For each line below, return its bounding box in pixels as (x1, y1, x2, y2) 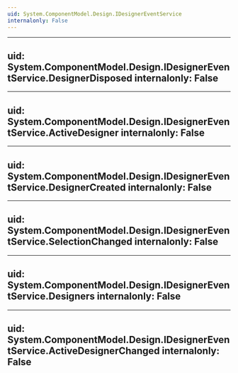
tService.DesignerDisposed (7, 72, 133, 84)
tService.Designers (7, 291, 96, 303)
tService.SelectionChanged (7, 236, 133, 248)
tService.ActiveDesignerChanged (7, 345, 161, 357)
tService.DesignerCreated (7, 181, 126, 193)
